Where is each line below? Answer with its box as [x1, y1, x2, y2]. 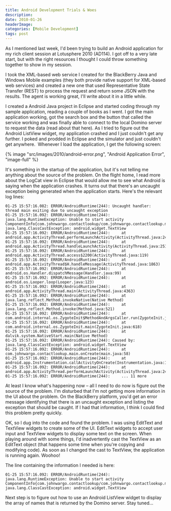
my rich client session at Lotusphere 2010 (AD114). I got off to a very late [5, 51, 158, 57]
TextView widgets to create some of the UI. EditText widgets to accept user [5, 425, 163, 431]
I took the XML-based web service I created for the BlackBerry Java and [5, 72, 157, 77]
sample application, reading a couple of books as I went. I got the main [5, 108, 154, 115]
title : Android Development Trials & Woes [5, 7, 97, 13]
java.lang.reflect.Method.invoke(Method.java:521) [5, 306, 115, 312]
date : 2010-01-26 [5, 17, 42, 22]
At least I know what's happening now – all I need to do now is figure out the [5, 383, 165, 389]
